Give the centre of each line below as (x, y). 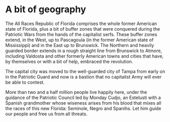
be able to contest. (25, 82)
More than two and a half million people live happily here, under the (76, 92)
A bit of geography (46, 9)
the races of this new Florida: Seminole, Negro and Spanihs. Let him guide (83, 108)
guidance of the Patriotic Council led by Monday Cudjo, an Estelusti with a (83, 97)
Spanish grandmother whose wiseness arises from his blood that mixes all (83, 103)
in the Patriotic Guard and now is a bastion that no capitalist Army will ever (83, 77)
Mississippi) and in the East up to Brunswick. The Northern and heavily (80, 45)
